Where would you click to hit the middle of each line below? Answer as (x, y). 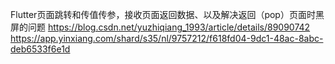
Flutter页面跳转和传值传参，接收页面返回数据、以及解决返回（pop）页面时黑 (167, 14)
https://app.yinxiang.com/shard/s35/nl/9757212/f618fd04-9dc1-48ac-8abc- (167, 38)
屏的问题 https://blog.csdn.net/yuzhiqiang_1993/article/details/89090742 (160, 27)
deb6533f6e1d (40, 49)
